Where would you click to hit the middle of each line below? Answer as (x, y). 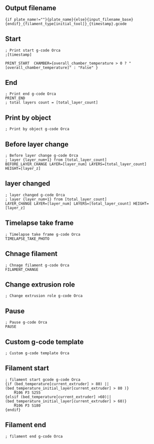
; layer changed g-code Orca (35, 195)
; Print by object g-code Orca (37, 129)
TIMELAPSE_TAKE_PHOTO (27, 239)
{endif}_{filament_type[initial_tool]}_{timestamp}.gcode (66, 24)
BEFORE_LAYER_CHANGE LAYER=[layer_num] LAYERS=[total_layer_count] (76, 164)
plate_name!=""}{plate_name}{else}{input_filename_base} (74, 19)
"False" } (88, 68)
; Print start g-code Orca (33, 50)
